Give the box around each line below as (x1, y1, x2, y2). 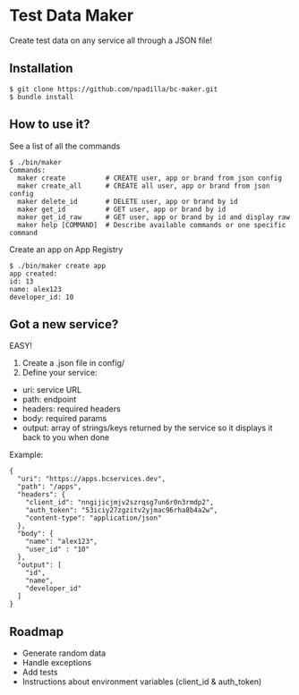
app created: (9, 269, 58, 278)
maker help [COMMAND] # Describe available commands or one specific (17, 220, 286, 229)
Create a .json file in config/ (21, 358, 125, 369)
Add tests (21, 667, 58, 678)
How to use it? (9, 117, 90, 132)
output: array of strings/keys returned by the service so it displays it (21, 422, 273, 434)
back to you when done (21, 432, 110, 443)
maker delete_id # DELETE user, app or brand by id (17, 197, 239, 206)
